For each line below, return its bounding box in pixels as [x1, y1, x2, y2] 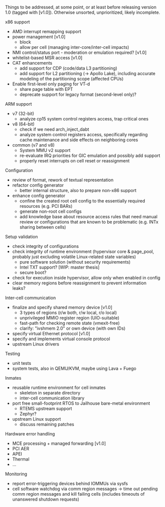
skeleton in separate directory [19, 390, 80, 395]
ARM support [5, 101, 32, 107]
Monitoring [5, 471, 28, 477]
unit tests [12, 360, 32, 366]
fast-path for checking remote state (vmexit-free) [19, 320, 120, 326]
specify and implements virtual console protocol [12, 336, 110, 342]
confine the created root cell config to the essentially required [19, 198, 145, 204]
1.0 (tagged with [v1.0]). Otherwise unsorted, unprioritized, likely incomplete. [5, 9, 161, 15]
